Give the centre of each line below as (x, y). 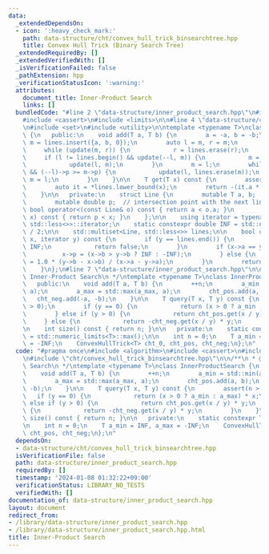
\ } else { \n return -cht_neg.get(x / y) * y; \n (132, 321)
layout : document (37, 507)
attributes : (36, 90)
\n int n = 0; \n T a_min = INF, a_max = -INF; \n (116, 426)
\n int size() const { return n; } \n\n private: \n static (136, 329)
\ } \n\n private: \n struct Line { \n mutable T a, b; (139, 194)
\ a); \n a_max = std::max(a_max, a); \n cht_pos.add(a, (141, 292)
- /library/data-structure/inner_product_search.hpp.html (107, 530)
